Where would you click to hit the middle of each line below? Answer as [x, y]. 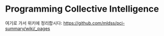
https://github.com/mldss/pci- [94, 23]
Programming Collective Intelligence [82, 9]
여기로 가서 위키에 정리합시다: [34, 23]
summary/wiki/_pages [28, 28]
